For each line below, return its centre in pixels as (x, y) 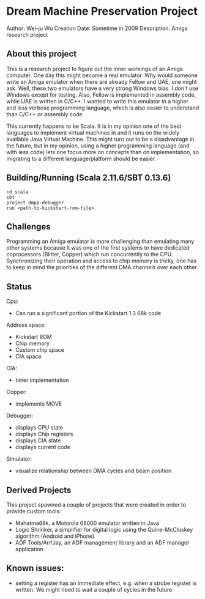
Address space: (26, 325)
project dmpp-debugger (35, 203)
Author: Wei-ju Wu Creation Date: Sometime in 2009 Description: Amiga (97, 28)
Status (19, 287)
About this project (42, 54)
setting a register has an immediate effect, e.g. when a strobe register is (106, 583)
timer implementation (42, 380)
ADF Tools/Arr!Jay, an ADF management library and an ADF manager (102, 542)
